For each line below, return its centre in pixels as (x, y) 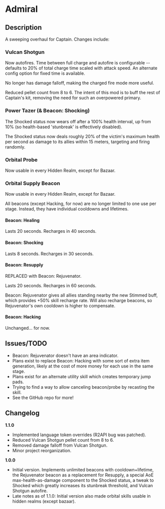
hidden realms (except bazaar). (44, 501)
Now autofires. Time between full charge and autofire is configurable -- (78, 63)
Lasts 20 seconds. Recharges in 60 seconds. (51, 285)
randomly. (15, 147)
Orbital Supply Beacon (33, 183)
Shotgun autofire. (30, 491)
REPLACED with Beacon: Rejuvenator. (43, 276)
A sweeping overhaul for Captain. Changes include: (57, 39)
